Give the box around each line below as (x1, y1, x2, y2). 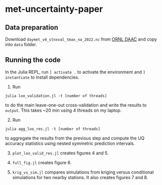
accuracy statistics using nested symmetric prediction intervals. (5, 140, 135, 146)
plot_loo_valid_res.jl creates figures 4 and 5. (12, 150, 109, 156)
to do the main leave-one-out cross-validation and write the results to (5, 102, 147, 108)
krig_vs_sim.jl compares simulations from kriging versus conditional (12, 169, 154, 175)
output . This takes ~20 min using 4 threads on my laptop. (5, 107, 122, 113)
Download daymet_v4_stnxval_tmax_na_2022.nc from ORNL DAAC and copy (5, 36, 157, 42)
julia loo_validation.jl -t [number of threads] (5, 93, 107, 98)
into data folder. (5, 42, 37, 47)
